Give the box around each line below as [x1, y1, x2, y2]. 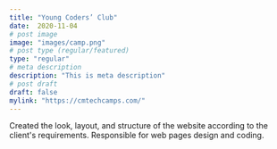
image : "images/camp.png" [9, 37, 105, 47]
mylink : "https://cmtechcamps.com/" [9, 95, 146, 105]
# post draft [9, 79, 58, 88]
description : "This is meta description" [9, 71, 166, 80]
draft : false [9, 87, 58, 96]
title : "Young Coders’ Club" [9, 12, 118, 22]
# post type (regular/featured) [9, 46, 130, 55]
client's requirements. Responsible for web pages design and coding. [9, 130, 264, 141]
